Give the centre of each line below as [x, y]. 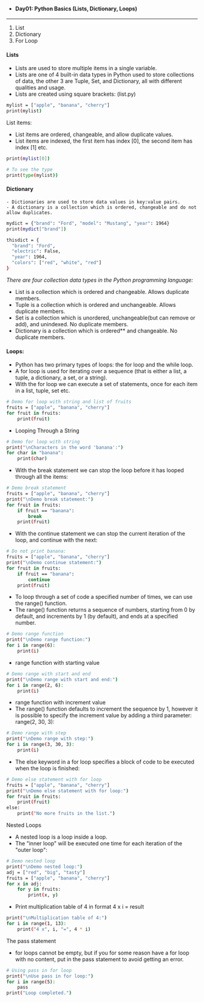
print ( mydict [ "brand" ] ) [36, 229]
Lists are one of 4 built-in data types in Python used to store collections [104, 75]
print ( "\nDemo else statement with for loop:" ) [68, 791]
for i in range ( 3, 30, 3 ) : [40, 745]
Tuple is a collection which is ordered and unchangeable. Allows [95, 304]
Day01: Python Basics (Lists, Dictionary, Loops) [76, 9]
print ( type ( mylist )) [32, 175]
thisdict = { [23, 240]
